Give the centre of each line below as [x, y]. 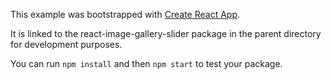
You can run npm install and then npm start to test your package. [146, 63]
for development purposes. [66, 44]
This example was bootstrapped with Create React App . [125, 14]
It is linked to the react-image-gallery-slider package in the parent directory [166, 33]
